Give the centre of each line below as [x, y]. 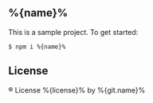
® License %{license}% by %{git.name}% [77, 90]
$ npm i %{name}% [37, 47]
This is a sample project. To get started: [73, 32]
